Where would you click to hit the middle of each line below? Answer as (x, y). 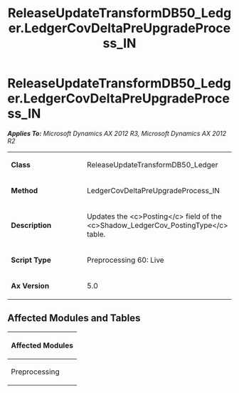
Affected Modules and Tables (74, 318)
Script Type (31, 260)
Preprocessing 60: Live (126, 260)
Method (25, 190)
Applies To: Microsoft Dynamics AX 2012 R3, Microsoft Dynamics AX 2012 (117, 133)
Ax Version (30, 285)
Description (31, 225)
